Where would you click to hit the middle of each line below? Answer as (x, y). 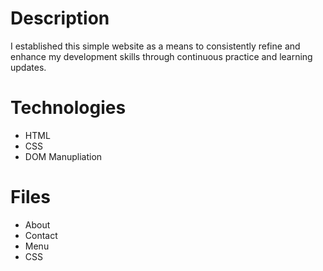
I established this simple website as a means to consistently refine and (155, 46)
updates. (28, 67)
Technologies (68, 108)
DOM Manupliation (63, 156)
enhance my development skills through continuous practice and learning (161, 56)
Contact (41, 235)
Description (60, 18)
